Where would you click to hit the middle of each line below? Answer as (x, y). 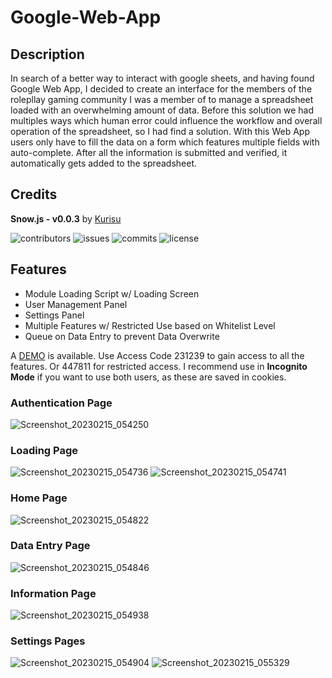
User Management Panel (76, 304)
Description (47, 54)
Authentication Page (61, 403)
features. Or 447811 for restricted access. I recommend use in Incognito (159, 366)
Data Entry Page (50, 546)
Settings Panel (54, 315)
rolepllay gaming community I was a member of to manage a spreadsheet (162, 99)
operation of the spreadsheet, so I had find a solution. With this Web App (160, 131)
